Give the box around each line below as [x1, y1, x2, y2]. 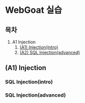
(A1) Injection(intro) [19, 44, 58, 50]
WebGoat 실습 [5, 4, 62, 16]
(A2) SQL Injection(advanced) [19, 50, 80, 55]
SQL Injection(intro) [5, 78, 53, 85]
